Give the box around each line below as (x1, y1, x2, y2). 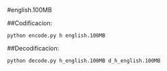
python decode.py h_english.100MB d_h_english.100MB (7, 57, 161, 64)
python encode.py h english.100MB (7, 32, 106, 39)
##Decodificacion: (7, 44, 60, 52)
